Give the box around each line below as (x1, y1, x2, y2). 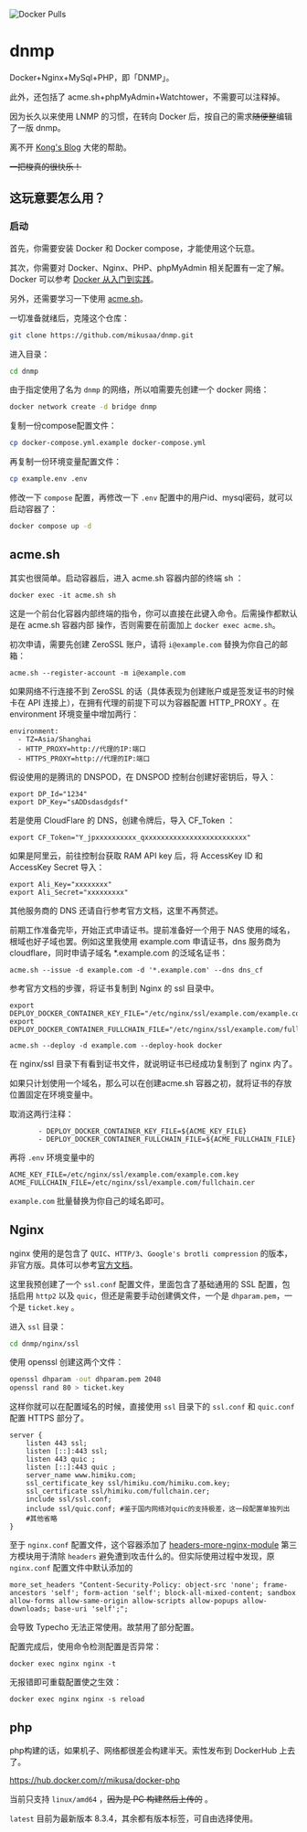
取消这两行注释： (9, 1108, 74, 1119)
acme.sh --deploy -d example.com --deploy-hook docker (9, 1040, 223, 1050)
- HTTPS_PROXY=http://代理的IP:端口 (17, 754, 151, 763)
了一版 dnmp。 (9, 122, 66, 133)
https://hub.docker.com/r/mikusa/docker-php (9, 1774, 181, 1785)
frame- (262, 1581, 288, 1590)
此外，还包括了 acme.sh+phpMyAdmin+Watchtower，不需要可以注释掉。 (9, 91, 285, 102)
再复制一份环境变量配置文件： (9, 456, 122, 467)
